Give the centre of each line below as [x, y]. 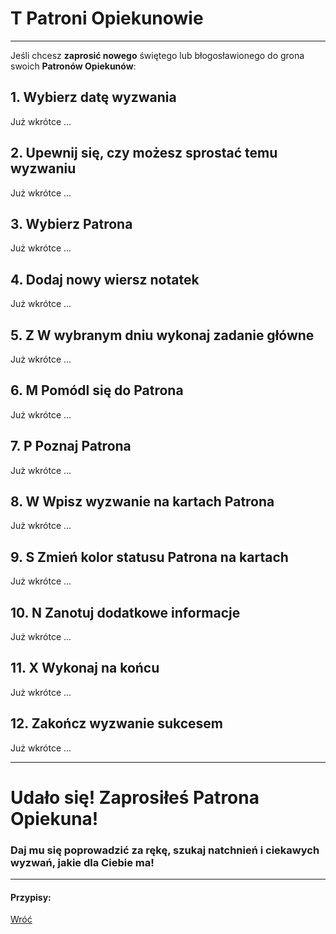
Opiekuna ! [54, 818]
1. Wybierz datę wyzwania [93, 97]
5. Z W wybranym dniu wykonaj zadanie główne [162, 335]
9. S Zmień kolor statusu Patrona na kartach [149, 557]
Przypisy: [31, 897]
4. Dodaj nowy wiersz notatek [105, 279]
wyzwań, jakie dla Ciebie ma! [82, 862]
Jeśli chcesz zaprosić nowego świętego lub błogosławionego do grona [157, 55]
